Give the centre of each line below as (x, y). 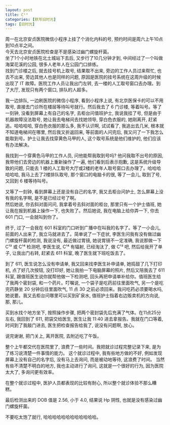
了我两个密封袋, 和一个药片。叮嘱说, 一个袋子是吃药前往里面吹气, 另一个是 (82, 283)
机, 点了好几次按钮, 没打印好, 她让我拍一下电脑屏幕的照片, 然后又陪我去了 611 (85, 270)
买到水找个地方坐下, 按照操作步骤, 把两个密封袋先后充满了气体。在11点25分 (83, 313)
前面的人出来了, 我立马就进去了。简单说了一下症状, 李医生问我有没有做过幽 (83, 234)
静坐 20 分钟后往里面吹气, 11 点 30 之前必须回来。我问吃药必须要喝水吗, (88, 289)
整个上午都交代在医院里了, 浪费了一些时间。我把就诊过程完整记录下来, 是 (81, 347)
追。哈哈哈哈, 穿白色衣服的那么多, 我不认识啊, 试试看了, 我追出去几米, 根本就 (85, 126)
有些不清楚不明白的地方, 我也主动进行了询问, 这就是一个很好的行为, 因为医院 (84, 366)
